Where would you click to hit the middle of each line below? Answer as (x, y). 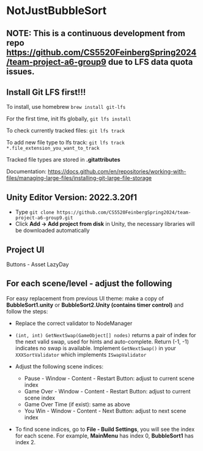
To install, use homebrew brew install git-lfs (66, 107)
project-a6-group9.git (44, 218)
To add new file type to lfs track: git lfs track (66, 143)
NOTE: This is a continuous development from (96, 33)
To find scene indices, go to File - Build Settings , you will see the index (105, 429)
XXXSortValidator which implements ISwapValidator (81, 354)
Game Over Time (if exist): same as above (77, 404)
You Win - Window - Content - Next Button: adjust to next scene (105, 411)
